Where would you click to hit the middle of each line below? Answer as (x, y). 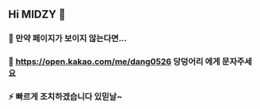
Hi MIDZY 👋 (37, 15)
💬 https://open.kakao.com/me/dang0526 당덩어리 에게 (114, 62)
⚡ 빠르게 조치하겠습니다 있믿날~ (66, 97)
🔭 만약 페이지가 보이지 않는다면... (68, 39)
